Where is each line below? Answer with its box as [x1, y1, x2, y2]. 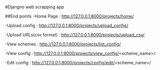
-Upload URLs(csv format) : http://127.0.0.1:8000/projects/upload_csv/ [5, 32, 145, 37]
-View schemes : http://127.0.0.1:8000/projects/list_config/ [5, 41, 121, 47]
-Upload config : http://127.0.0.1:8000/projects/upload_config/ [5, 23, 128, 28]
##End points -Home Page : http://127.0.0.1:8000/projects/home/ [5, 13, 134, 19]
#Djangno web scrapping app [5, 4, 64, 10]
